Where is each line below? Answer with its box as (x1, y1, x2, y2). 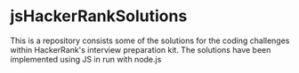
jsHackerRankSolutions (10, 6, 188, 26)
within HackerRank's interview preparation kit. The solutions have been (10, 44, 271, 55)
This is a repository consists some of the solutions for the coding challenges (10, 35, 290, 46)
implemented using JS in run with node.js (10, 54, 162, 64)
